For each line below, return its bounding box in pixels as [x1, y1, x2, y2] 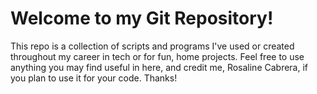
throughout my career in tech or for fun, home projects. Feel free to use [10, 50, 305, 62]
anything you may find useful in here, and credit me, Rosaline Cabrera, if [10, 61, 309, 73]
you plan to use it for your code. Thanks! [10, 72, 178, 84]
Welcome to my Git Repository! [10, 7, 274, 30]
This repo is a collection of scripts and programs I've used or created [10, 40, 295, 52]
